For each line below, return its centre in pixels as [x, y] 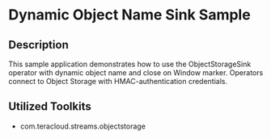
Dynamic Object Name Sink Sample [129, 15]
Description [38, 45]
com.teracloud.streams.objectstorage [83, 126]
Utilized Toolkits [50, 107]
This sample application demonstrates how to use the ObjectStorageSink [130, 64]
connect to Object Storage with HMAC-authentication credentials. [118, 81]
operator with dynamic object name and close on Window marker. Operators [136, 73]
